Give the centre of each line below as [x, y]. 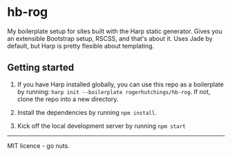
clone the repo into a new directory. [68, 99]
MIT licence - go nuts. [39, 145]
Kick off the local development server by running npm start [101, 126]
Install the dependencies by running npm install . [87, 112]
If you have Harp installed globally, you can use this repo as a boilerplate [120, 84]
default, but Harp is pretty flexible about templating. [81, 46]
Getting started [41, 67]
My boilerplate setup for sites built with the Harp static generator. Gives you [115, 31]
